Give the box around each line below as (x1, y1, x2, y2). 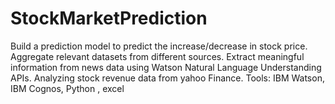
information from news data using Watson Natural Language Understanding (10, 61, 322, 73)
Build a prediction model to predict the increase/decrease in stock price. (10, 40, 308, 52)
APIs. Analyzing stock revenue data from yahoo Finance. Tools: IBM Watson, (10, 72, 325, 84)
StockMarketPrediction (10, 7, 208, 30)
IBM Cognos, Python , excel (10, 82, 125, 94)
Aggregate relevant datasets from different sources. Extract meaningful (10, 50, 305, 62)
